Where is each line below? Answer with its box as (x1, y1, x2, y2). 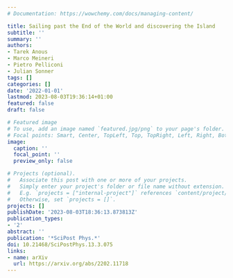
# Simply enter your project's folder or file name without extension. (7, 183, 225, 190)
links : (7, 247, 26, 254)
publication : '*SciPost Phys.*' (7, 234, 101, 241)
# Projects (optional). (7, 171, 76, 177)
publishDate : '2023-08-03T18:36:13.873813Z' (7, 209, 138, 216)
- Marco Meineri (7, 55, 54, 62)
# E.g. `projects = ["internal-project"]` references (7, 189, 172, 196)
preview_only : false (13, 157, 73, 165)
